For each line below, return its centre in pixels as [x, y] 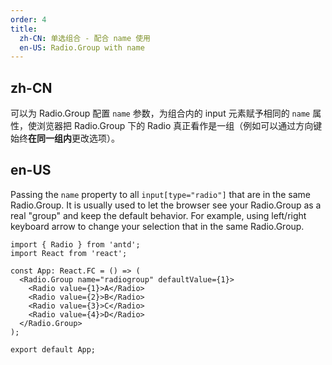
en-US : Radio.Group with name [82, 47]
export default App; [53, 349]
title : [24, 29]
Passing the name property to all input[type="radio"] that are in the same [161, 194]
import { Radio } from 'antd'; [75, 244]
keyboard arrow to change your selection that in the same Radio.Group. [157, 226]
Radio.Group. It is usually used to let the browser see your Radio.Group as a [166, 205]
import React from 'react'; [69, 253]
